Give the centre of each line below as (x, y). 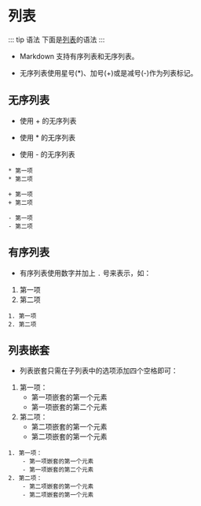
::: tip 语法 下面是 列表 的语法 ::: (57, 39)
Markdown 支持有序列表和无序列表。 (79, 56)
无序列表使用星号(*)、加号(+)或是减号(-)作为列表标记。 (108, 73)
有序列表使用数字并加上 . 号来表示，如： (85, 273)
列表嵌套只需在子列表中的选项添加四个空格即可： (99, 370)
